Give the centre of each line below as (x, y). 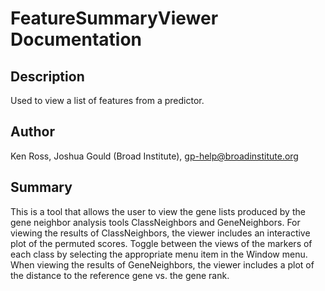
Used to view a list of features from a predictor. (107, 100)
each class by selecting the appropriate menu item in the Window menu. (159, 254)
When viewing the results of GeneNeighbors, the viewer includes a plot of (162, 264)
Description (47, 76)
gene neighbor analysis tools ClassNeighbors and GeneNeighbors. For (155, 222)
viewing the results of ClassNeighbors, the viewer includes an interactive (160, 233)
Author (32, 132)
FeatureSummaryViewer (114, 18)
